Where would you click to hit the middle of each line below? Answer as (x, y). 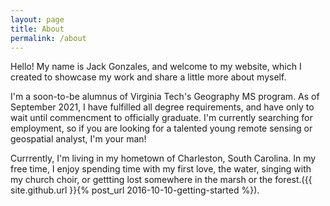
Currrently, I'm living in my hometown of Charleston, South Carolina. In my (163, 158)
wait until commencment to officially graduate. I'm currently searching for (161, 118)
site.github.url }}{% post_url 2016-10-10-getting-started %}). (135, 190)
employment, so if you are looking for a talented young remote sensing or (161, 128)
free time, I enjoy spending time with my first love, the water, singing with (161, 169)
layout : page (37, 19)
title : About (37, 29)
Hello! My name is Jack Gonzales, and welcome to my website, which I (156, 67)
